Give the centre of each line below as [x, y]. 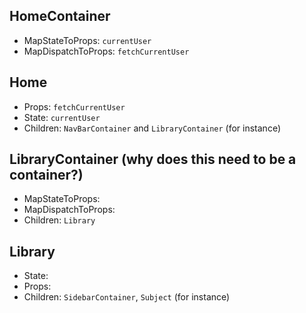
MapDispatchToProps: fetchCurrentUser [106, 51]
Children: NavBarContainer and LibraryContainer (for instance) [152, 128]
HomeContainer [60, 16]
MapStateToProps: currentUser [87, 40]
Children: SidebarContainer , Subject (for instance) [127, 297]
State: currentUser [62, 117]
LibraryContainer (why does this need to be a [153, 159]
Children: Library [59, 220]
